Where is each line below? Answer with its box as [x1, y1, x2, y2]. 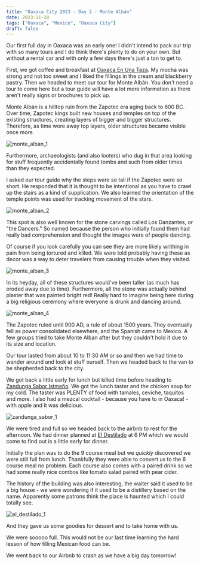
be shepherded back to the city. [6, 365, 85, 372]
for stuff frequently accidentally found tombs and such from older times [6, 158, 183, 165]
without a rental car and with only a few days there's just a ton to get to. [6, 55, 183, 62]
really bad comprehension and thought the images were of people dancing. [6, 231, 192, 238]
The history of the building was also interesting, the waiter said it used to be [6, 480, 193, 487]
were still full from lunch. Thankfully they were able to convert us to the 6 [6, 456, 186, 463]
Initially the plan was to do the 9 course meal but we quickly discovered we [6, 449, 191, 457]
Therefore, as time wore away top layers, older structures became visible [6, 122, 186, 129]
